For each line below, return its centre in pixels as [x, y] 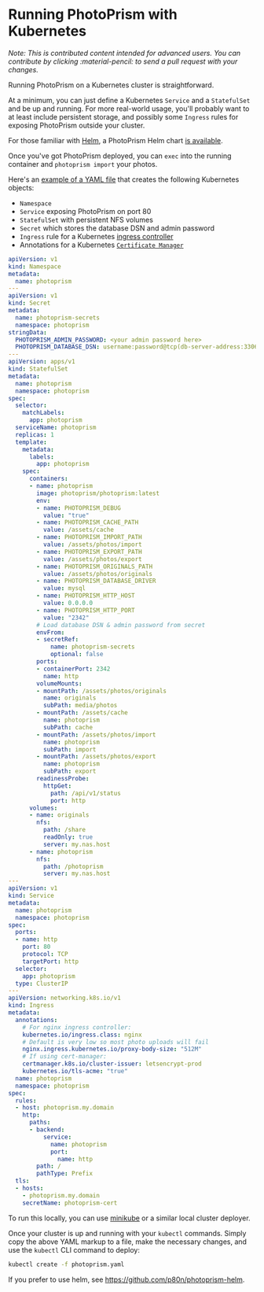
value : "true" [66, 515]
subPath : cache [68, 727]
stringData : [27, 332]
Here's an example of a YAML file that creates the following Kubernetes [124, 179]
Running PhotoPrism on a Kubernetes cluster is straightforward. [111, 85]
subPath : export [70, 772]
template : [31, 442]
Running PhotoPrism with [93, 15]
